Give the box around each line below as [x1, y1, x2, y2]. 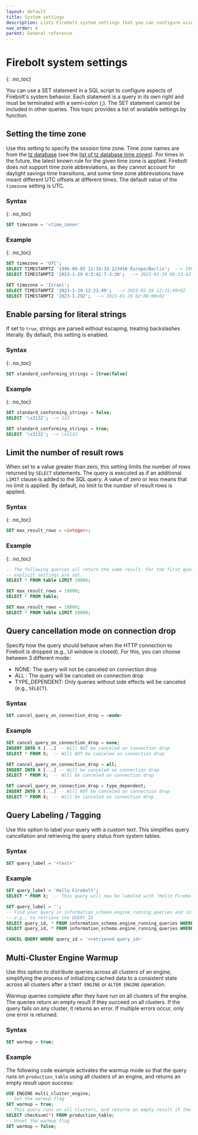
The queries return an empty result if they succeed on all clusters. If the [6, 999, 181, 1006]
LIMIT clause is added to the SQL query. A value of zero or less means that [6, 476, 187, 483]
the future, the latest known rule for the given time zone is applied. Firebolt [6, 157, 187, 164]
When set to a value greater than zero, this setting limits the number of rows [6, 463, 191, 471]
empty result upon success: [6, 1079, 74, 1086]
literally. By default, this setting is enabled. [6, 331, 109, 338]
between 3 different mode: [6, 654, 71, 661]
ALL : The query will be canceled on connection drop [14, 672, 144, 679]
